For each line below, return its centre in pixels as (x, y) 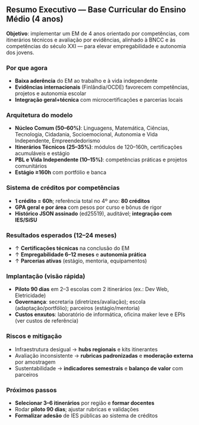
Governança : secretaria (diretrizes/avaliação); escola (80, 302)
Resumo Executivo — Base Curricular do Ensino (96, 10)
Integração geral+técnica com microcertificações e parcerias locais (99, 100)
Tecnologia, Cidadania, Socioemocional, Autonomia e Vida (86, 135)
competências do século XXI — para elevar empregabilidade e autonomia (96, 46)
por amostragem (35, 362)
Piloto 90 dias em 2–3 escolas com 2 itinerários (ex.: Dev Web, (92, 289)
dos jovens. (20, 52)
